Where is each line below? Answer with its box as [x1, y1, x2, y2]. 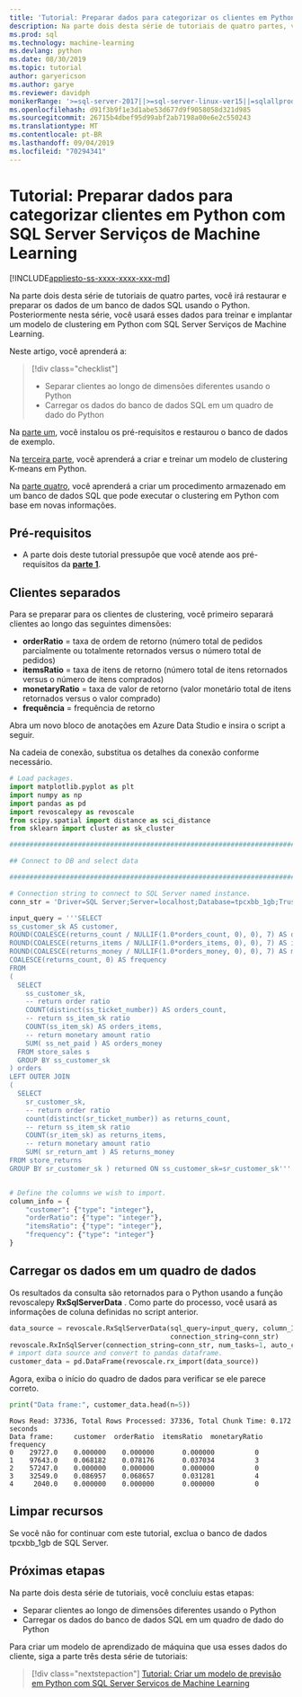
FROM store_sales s [17, 1047, 91, 1056]
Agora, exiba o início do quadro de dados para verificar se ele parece [9, 1373, 267, 1384]
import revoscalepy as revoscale [9, 807, 135, 816]
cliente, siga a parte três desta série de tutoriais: [9, 1650, 189, 1661]
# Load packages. [9, 774, 75, 783]
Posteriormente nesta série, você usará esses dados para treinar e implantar [9, 309, 293, 320]
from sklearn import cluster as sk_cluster [9, 824, 175, 833]
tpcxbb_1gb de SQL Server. [9, 1537, 110, 1548]
